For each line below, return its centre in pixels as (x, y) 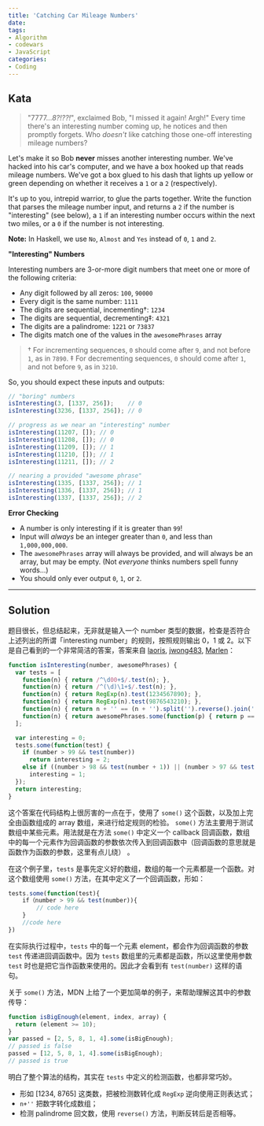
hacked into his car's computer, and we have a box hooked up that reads (126, 166)
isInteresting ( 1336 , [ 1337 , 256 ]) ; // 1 (75, 491)
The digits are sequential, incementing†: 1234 (92, 309)
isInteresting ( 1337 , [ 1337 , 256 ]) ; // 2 (75, 498)
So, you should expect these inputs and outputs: (86, 382)
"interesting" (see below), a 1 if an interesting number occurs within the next (132, 215)
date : (17, 23)
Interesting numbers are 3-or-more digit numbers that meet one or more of (129, 269)
